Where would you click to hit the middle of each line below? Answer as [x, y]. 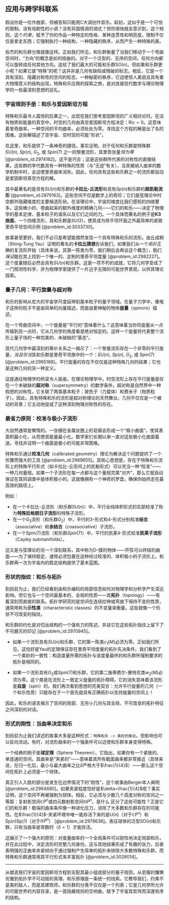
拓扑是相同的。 [28, 662]
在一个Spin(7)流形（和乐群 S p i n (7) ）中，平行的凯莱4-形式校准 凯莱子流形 [87, 533]
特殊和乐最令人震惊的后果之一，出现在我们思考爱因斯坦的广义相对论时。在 [82, 116]
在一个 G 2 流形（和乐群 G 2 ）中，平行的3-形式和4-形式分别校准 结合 [80, 520]
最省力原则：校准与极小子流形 [41, 418]
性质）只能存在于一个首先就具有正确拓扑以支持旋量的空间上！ [90, 692]
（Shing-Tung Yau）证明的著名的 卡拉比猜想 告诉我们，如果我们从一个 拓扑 [81, 243]
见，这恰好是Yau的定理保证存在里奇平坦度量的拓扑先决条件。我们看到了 [87, 649]
